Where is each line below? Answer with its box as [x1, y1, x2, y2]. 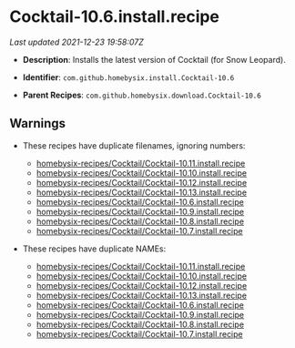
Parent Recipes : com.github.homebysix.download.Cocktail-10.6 [22, 89, 261, 100]
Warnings [9, 116, 66, 131]
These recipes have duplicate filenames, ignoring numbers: [22, 139, 246, 151]
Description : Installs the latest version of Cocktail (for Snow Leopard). [22, 54, 287, 65]
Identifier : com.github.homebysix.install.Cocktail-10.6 [22, 71, 235, 83]
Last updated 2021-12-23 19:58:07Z [9, 36, 144, 47]
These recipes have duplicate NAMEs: [22, 243, 167, 254]
